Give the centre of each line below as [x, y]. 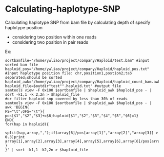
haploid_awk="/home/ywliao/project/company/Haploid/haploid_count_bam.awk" [84, 82]
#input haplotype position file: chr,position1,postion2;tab [69, 73]
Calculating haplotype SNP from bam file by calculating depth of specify [78, 22]
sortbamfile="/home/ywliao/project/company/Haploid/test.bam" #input [77, 60]
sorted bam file [21, 65]
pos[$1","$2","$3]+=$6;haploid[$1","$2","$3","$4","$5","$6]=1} [72, 116]
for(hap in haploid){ [27, 124]
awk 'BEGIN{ [17, 107]
